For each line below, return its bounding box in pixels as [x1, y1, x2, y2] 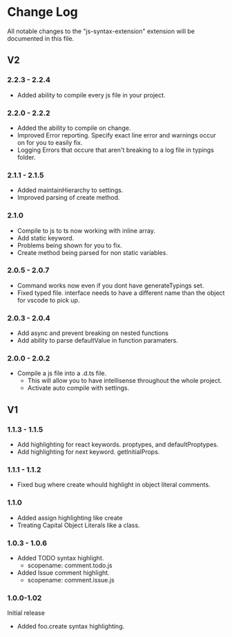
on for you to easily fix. [17, 138, 83, 146]
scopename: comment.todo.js [27, 561, 113, 569]
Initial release [7, 609, 45, 617]
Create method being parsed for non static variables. [17, 248, 168, 256]
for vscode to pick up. [17, 296, 80, 304]
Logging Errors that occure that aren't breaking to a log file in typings [17, 146, 214, 154]
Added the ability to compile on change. [17, 124, 131, 132]
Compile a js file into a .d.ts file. [17, 369, 107, 377]
